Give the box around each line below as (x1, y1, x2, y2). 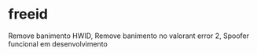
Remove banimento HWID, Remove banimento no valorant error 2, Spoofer (8, 31, 250, 40)
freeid (8, 5, 49, 23)
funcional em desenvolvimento (8, 39, 108, 48)
